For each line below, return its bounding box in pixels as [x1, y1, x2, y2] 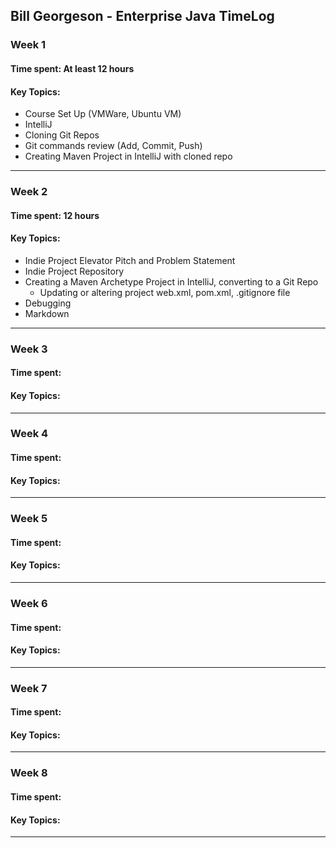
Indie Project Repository [24, 265, 125, 277]
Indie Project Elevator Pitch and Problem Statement [24, 254, 236, 266]
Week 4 [10, 427, 49, 441]
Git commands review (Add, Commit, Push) [24, 140, 203, 152]
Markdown [24, 307, 70, 319]
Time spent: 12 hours [10, 209, 100, 221]
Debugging [24, 297, 72, 309]
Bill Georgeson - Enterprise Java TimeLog [10, 8, 275, 25]
